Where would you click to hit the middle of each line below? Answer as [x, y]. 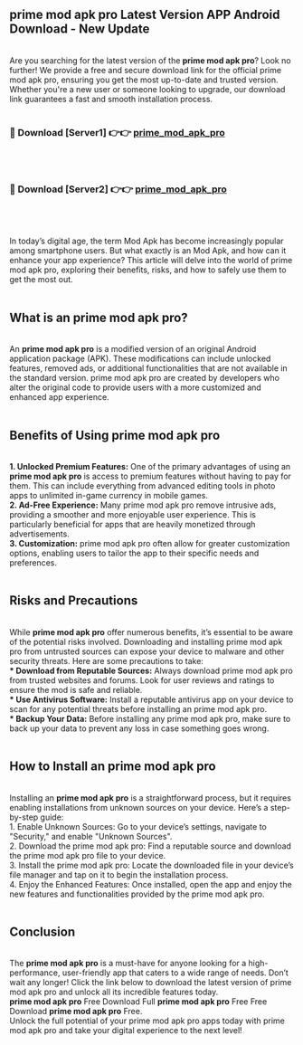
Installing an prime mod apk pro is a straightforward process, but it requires [151, 798]
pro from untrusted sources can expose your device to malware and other [147, 651]
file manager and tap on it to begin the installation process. [119, 874]
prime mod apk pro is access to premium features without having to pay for [151, 476]
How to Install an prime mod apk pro [113, 767]
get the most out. [42, 280]
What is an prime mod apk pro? [99, 317]
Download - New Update [80, 29]
